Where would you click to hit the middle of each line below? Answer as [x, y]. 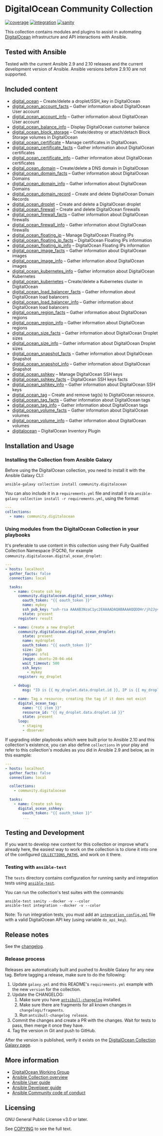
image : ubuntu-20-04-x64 [48, 659]
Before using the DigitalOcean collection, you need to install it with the [75, 470]
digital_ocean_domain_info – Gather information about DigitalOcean [79, 183]
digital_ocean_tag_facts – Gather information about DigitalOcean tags [81, 400]
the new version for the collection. [46, 989]
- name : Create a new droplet [44, 627]
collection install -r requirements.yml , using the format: [80, 498]
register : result [35, 618]
